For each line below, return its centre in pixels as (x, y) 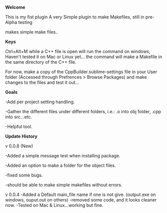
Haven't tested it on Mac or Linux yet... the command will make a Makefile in (84, 57)
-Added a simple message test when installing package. (63, 156)
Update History (21, 136)
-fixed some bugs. (24, 175)
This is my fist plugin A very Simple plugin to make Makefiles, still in (75, 17)
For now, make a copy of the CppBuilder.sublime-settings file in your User (81, 72)
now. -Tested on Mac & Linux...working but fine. (54, 205)
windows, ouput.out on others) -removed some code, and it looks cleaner (81, 200)
